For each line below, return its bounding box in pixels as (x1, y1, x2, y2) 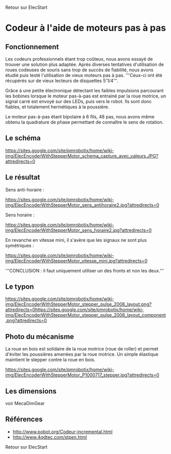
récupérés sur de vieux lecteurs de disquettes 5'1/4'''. (5, 78, 118, 84)
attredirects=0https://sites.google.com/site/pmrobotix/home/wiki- (5, 307, 144, 313)
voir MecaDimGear (5, 400, 45, 407)
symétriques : (5, 242, 34, 248)
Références (5, 415, 43, 424)
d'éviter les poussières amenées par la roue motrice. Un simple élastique (5, 351, 159, 358)
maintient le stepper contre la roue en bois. (5, 357, 96, 363)
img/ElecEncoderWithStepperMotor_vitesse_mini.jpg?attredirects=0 (5, 258, 148, 264)
